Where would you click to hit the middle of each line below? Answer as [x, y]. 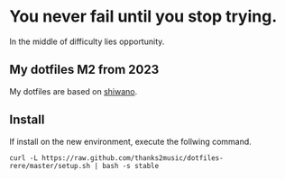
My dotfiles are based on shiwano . [74, 91]
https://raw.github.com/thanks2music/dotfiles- [133, 158]
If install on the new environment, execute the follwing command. [131, 141]
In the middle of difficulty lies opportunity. [87, 41]
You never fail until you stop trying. [143, 17]
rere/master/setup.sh [50, 166]
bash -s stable [131, 166]
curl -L [24, 158]
